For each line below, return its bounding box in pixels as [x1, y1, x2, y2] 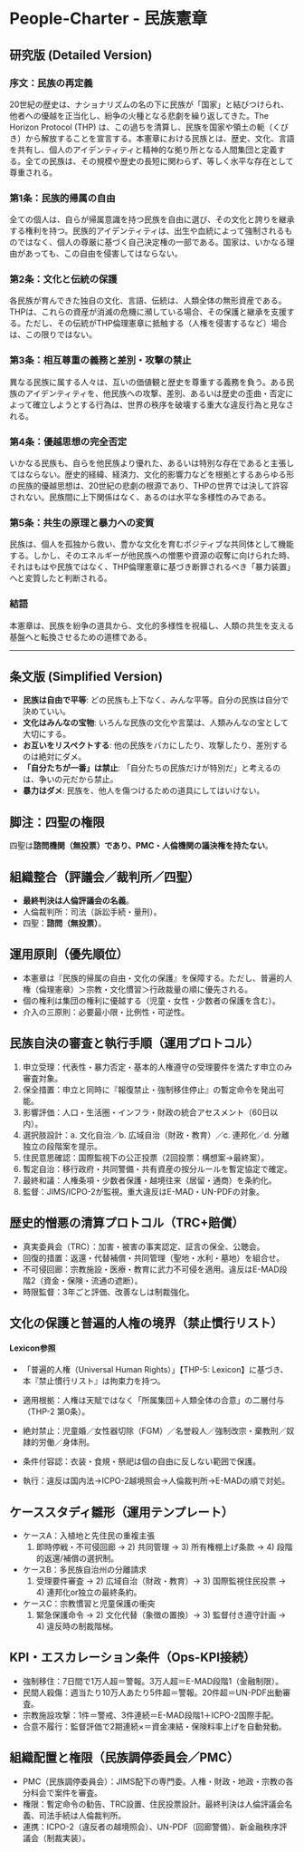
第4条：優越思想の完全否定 [9, 435, 128, 448]
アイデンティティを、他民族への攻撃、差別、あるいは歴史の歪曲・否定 [24, 387, 286, 399]
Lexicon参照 [9, 1343, 56, 1353]
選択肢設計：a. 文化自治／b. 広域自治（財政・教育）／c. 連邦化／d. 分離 [22, 1130, 290, 1140]
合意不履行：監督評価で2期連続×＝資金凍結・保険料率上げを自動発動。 [22, 1721, 287, 1731]
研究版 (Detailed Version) [9, 47, 153, 63]
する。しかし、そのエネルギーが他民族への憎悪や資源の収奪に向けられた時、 [9, 550, 295, 561]
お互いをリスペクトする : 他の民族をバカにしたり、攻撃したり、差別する [22, 740, 288, 751]
